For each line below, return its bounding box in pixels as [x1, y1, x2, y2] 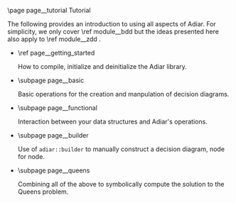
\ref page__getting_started [17, 49, 95, 57]
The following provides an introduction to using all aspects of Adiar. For [7, 20, 217, 28]
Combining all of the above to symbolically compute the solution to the [17, 180, 225, 188]
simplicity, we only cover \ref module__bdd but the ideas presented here [7, 28, 219, 35]
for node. [17, 153, 45, 160]
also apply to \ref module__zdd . [7, 35, 101, 43]
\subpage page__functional [17, 104, 98, 112]
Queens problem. [17, 187, 69, 196]
